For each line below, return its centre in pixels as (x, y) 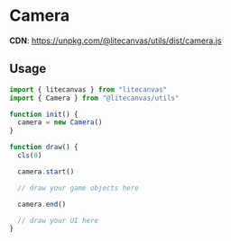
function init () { (44, 114)
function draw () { (44, 147)
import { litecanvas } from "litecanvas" (88, 89)
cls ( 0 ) (30, 156)
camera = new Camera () (60, 122)
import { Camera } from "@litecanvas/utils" (94, 98)
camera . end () (42, 204)
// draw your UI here (58, 220)
